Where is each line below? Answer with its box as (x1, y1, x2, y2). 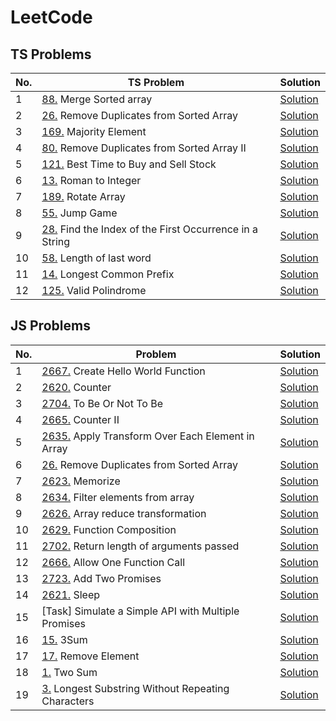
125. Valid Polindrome (41, 284, 147, 297)
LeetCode (10, 6, 93, 29)
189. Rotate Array (41, 190, 126, 203)
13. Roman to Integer (41, 174, 142, 187)
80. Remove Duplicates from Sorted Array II (41, 141, 247, 155)
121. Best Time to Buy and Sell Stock (41, 157, 217, 171)
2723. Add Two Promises (41, 571, 162, 585)
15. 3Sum (41, 632, 88, 646)
